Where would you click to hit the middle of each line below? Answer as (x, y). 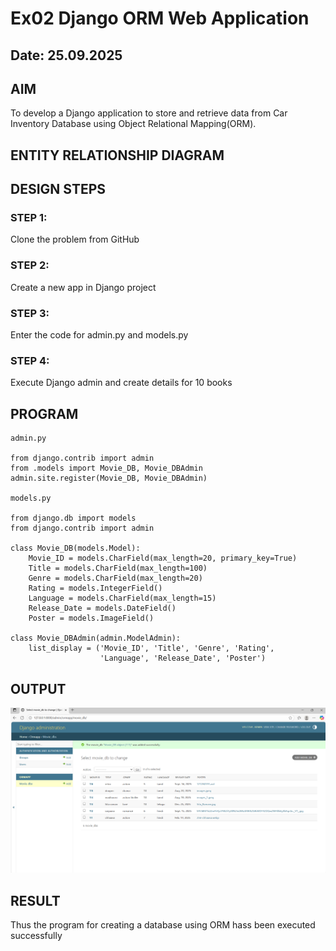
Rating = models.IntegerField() (95, 588)
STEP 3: (30, 313)
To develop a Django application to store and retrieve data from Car (149, 113)
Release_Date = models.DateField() (102, 608)
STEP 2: (30, 265)
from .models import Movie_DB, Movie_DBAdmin (106, 468)
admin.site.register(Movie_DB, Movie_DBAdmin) (109, 478)
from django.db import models (73, 518)
